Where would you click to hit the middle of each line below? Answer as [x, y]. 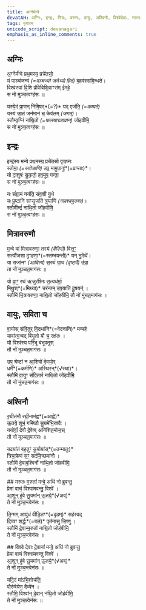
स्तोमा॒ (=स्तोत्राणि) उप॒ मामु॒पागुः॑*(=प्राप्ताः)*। [49, 168]
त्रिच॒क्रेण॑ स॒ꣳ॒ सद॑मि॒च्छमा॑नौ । [33, 456]
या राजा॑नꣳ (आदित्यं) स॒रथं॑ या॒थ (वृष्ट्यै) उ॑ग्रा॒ [48, 262]
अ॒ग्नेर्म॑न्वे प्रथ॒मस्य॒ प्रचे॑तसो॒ [30, 74]
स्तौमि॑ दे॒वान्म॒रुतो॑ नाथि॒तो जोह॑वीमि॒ [38, 528]
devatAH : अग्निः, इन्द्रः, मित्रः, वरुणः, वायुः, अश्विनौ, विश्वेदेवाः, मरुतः [74, 18]
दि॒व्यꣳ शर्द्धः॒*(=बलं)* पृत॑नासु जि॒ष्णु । [41, 521]
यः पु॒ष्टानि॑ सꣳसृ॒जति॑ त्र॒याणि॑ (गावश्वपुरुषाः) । [47, 201]
